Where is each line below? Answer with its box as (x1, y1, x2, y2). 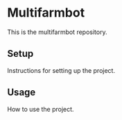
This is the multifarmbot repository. (7, 28, 107, 36)
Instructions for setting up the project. (7, 66, 116, 74)
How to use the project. (7, 105, 74, 113)
